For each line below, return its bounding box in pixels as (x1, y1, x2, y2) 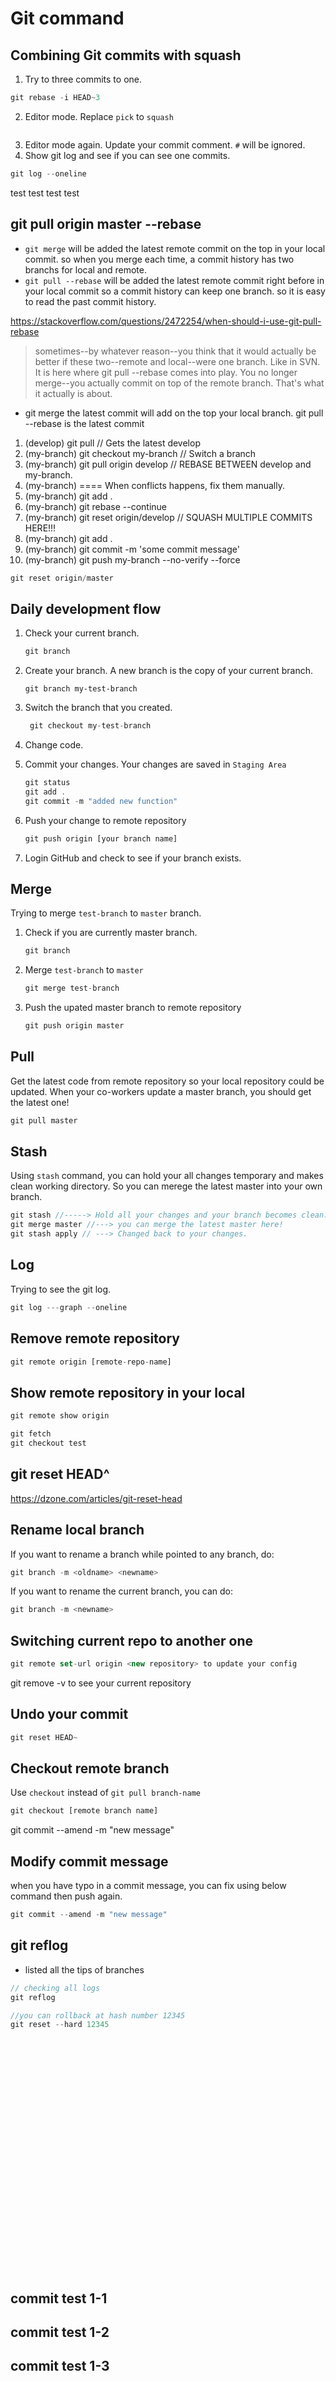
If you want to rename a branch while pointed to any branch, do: (10, 1548, 275, 1560)
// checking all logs (10, 1983, 101, 1993)
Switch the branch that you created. (24, 702, 173, 714)
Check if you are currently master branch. (24, 927, 198, 939)
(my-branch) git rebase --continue (24, 500, 167, 512)
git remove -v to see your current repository (10, 1677, 192, 1689)
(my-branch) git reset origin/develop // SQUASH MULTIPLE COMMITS (24, 511, 313, 523)
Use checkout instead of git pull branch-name (10, 1787, 202, 1799)
